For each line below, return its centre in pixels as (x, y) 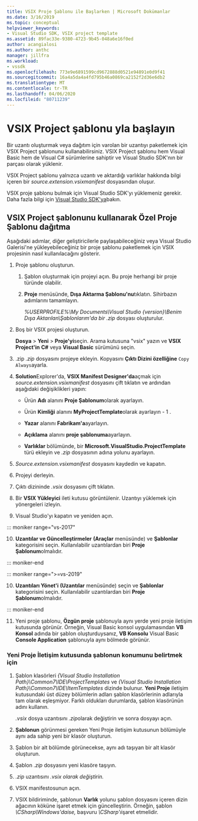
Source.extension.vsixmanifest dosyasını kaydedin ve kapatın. (91, 464)
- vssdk (16, 66)
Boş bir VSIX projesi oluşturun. (52, 330)
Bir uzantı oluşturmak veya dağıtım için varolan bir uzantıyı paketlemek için (97, 145)
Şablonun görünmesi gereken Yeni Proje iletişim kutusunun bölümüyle (100, 730)
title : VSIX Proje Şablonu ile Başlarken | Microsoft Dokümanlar (88, 12)
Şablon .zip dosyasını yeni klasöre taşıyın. (66, 765)
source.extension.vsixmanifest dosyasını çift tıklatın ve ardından (93, 383)
